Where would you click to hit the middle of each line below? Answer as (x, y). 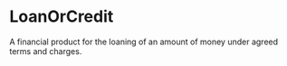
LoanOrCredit (62, 17)
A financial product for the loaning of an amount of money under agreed (144, 42)
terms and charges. (46, 51)
